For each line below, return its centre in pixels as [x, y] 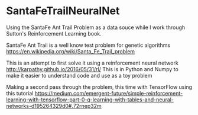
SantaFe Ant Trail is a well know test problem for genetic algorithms [88, 45]
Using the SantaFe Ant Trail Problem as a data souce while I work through [96, 27]
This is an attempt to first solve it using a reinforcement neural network [92, 63]
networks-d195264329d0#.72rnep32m [54, 106]
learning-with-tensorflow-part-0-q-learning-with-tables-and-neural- [90, 100]
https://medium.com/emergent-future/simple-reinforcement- [109, 93]
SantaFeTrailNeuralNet [63, 11]
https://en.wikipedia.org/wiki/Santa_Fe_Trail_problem [70, 51]
